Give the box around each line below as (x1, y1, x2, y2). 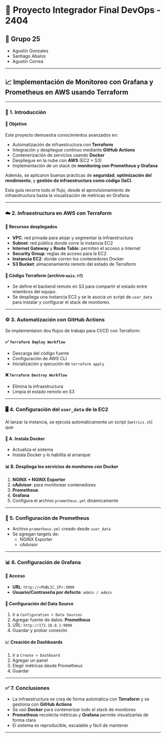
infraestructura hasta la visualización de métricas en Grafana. (5, 192, 130, 198)
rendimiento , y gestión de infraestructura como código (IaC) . (5, 177, 133, 183)
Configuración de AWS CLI (12, 355, 67, 361)
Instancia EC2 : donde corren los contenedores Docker (12, 256, 124, 262)
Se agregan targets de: (12, 531, 59, 537)
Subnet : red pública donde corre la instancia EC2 (12, 240, 113, 246)
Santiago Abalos (12, 53, 46, 59)
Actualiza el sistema (12, 447, 53, 453)
